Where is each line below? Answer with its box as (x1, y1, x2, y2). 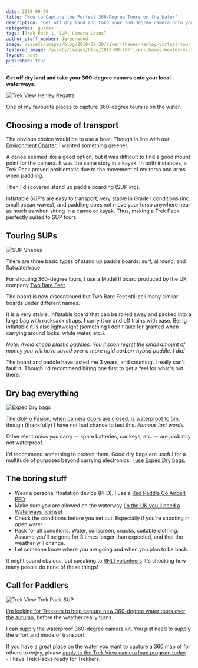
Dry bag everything (6, 388, 80, 398)
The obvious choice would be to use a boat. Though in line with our (6, 136, 170, 143)
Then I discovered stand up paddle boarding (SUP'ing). (6, 184, 140, 191)
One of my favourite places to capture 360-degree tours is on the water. (6, 103, 181, 110)
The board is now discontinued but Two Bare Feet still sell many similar (6, 293, 179, 300)
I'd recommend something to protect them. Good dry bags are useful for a (6, 450, 186, 457)
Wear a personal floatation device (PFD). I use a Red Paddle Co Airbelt (14, 489, 186, 496)
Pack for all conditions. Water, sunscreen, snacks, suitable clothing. (14, 527, 179, 534)
